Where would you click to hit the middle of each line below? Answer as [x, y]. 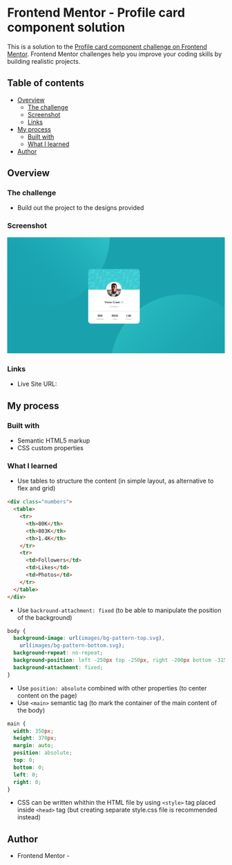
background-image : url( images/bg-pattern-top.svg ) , [89, 639]
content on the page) [47, 695]
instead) [29, 817]
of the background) [45, 617]
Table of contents [46, 83]
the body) [31, 710]
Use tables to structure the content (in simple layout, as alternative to [115, 481]
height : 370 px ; [35, 738]
